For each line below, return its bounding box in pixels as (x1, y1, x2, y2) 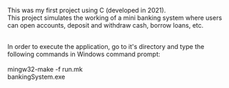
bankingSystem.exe (7, 72, 66, 81)
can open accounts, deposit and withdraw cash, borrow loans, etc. (7, 21, 204, 29)
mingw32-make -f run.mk (7, 65, 83, 73)
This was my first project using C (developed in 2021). (7, 6, 166, 14)
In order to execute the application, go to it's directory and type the (7, 43, 205, 50)
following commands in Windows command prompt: (7, 50, 161, 58)
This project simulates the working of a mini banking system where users (7, 13, 223, 22)
